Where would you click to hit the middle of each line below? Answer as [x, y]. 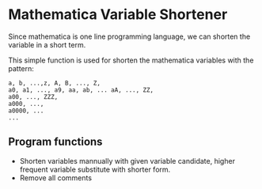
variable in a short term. [47, 44]
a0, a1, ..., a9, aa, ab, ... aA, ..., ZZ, [81, 90]
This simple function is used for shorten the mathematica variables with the [131, 60]
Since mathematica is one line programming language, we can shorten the [129, 36]
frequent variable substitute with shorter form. [95, 169]
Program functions [55, 142]
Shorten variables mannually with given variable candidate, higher [127, 161]
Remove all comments [56, 178]
